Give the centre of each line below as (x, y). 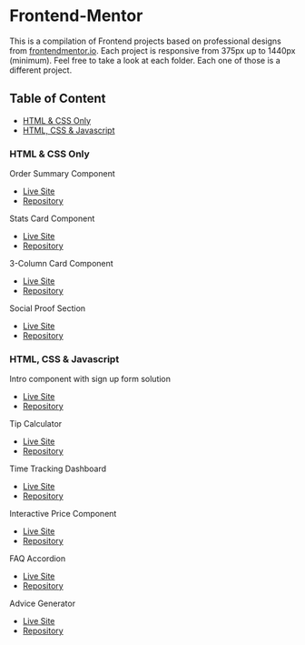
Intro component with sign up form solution (90, 379)
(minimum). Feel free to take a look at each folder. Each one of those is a (145, 60)
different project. (41, 70)
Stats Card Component (52, 218)
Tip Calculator (36, 424)
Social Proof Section (48, 308)
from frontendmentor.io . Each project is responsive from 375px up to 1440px (152, 50)
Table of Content (58, 99)
